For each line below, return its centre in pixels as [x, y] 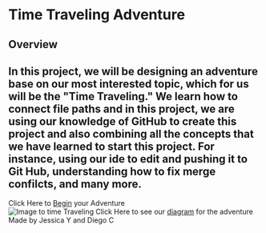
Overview [33, 44]
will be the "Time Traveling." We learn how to [123, 96]
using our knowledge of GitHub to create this [123, 121]
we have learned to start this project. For [111, 146]
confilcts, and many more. [75, 184]
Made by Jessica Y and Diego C [61, 220]
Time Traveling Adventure [97, 15]
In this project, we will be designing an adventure [133, 71]
